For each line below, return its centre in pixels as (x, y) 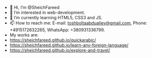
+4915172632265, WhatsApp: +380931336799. (57, 30)
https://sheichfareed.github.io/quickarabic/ (53, 40)
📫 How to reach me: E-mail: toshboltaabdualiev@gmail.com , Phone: (78, 23)
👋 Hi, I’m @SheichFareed (35, 7)
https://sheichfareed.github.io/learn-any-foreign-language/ (69, 45)
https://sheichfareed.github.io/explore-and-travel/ (60, 50)
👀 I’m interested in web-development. (47, 12)
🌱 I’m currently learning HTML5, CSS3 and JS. (56, 17)
